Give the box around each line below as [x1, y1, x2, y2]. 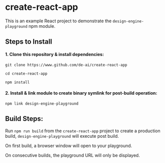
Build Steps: [5, 114, 44, 123]
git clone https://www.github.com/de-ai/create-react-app [5, 62, 127, 67]
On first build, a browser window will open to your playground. [5, 143, 132, 149]
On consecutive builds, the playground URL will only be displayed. [5, 152, 140, 158]
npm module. [28, 23, 55, 29]
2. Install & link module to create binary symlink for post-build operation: [5, 90, 158, 96]
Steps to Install [5, 38, 53, 46]
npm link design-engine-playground [5, 101, 79, 106]
